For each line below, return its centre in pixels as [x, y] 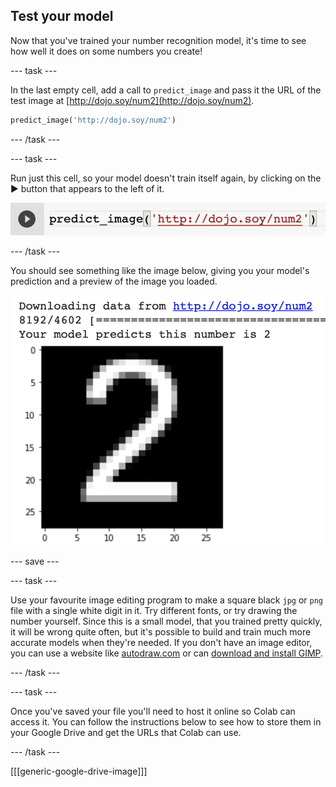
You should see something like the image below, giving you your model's [160, 270]
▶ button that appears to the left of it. [87, 188]
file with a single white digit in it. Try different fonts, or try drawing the [154, 610]
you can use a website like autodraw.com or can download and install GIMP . [167, 653]
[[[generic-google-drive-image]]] [79, 771]
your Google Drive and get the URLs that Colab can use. [126, 732]
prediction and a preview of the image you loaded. [114, 281]
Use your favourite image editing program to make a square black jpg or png [166, 600]
